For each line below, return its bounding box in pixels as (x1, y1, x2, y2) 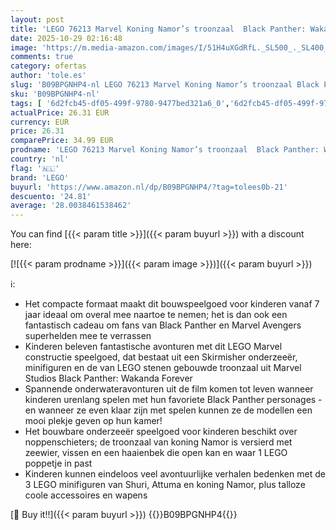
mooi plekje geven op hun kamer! (24, 415, 163, 427)
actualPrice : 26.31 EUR (10, 107, 110, 118)
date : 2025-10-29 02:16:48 (10, 33, 123, 43)
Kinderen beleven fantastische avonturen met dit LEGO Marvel (24, 341, 283, 353)
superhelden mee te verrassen (24, 330, 152, 342)
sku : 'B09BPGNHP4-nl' (10, 89, 101, 99)
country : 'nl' (10, 154, 70, 164)
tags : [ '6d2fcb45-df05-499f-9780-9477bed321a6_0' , (10, 98, 230, 108)
